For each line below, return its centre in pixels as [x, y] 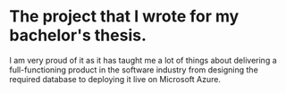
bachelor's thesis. [78, 35]
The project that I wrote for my [124, 17]
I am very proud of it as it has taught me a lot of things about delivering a [143, 60]
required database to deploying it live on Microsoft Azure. [115, 79]
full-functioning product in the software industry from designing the [134, 70]
